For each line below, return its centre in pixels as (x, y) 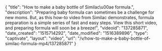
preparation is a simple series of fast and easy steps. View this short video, (81, 23)
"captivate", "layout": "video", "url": (41, 38)
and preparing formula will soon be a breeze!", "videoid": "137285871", (77, 28)
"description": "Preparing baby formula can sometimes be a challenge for (80, 12)
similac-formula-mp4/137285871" (39, 43)
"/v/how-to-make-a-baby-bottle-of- (114, 38)
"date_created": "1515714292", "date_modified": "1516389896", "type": (77, 33)
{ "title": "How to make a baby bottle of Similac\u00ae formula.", (70, 7)
